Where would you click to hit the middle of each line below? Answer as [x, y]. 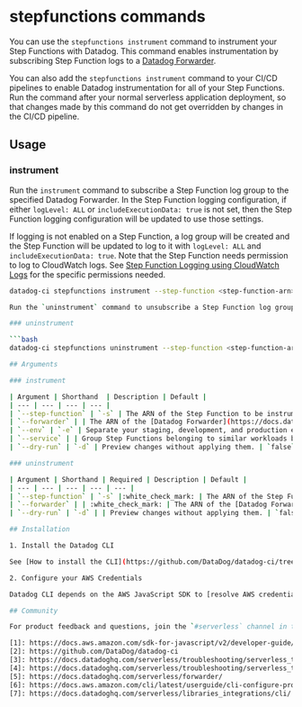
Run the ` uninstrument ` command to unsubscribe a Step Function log [140, 307]
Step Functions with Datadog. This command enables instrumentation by [144, 50]
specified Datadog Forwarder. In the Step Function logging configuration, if [148, 199]
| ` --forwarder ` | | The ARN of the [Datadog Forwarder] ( [120, 422]
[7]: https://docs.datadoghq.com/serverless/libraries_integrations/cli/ [151, 693]
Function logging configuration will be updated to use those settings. [137, 219]
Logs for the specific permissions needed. [88, 274]
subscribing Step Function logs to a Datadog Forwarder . [113, 60]
